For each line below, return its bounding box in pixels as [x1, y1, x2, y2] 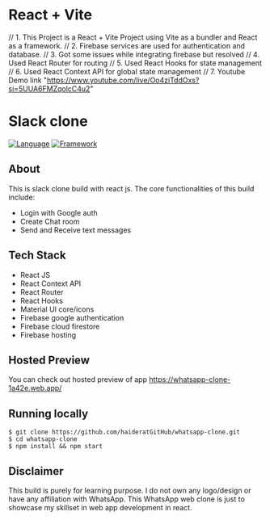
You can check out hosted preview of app [8, 375, 148, 384]
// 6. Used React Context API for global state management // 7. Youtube [8, 66, 246, 76]
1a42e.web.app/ [8, 384, 62, 393]
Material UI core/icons [19, 304, 95, 314]
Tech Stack [8, 249, 66, 262]
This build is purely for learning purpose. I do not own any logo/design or [8, 485, 252, 495]
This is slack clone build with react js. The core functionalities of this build [8, 183, 255, 193]
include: [8, 192, 36, 202]
